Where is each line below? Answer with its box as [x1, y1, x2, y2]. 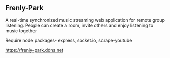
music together [5, 27, 37, 34]
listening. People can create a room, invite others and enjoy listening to [5, 22, 154, 28]
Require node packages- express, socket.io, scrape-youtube [5, 37, 132, 43]
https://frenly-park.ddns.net [5, 47, 64, 53]
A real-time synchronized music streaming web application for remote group [5, 17, 165, 23]
